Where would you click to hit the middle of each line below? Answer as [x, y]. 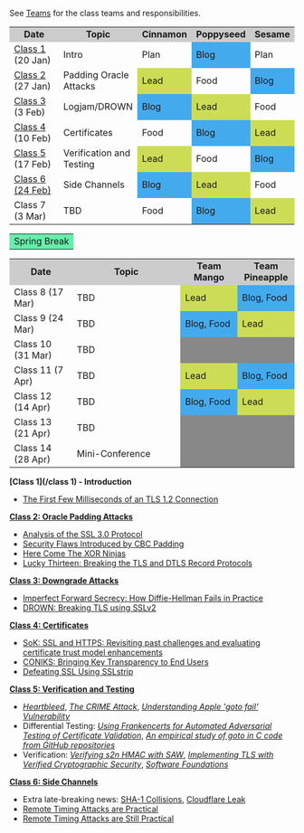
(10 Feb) [33, 138]
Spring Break [42, 241]
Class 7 [30, 205]
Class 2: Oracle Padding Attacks [71, 516]
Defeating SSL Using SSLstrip [78, 672]
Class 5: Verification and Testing [72, 689]
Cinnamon [164, 34]
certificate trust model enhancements [92, 652]
